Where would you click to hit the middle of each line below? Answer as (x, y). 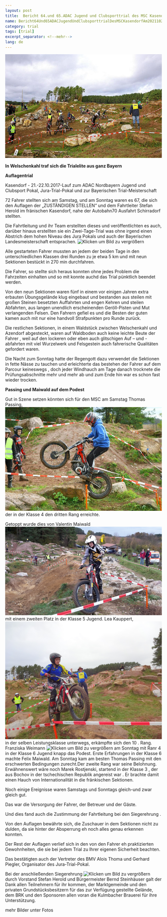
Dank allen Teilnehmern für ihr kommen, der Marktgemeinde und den (76, 884)
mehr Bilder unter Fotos (29, 910)
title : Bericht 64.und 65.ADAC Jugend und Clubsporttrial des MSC (77, 16)
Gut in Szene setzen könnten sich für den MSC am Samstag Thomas (75, 399)
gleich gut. (16, 794)
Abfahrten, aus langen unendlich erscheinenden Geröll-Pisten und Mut (78, 308)
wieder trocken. (21, 380)
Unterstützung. (21, 900)
